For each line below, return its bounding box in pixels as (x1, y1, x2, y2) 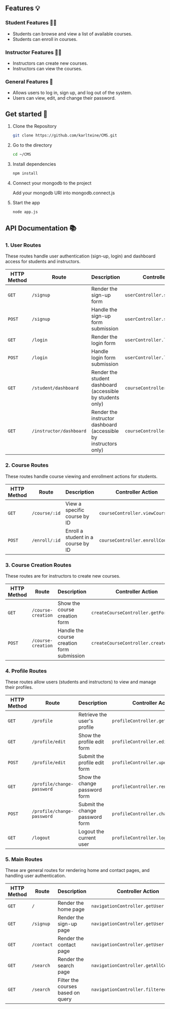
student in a (65, 534, 94, 541)
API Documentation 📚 (5, 224, 77, 232)
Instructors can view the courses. (12, 65, 82, 71)
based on (57, 989, 80, 996)
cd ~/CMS (12, 152, 31, 157)
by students (91, 394, 120, 401)
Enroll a (65, 527, 83, 534)
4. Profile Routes (5, 667, 47, 674)
